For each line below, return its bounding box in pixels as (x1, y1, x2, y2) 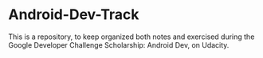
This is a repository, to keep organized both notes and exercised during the (8, 32, 255, 41)
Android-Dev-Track (8, 6, 139, 24)
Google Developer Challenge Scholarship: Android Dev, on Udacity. (8, 40, 230, 49)
